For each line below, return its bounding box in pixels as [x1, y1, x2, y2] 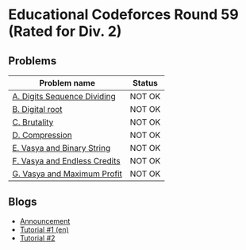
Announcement [19, 216, 71, 225]
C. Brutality [12, 117, 54, 128]
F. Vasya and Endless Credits [12, 156, 121, 166]
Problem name [39, 78, 95, 88]
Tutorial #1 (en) [19, 225, 69, 234]
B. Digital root [12, 104, 63, 114]
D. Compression [12, 129, 73, 140]
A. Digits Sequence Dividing [12, 91, 117, 102]
